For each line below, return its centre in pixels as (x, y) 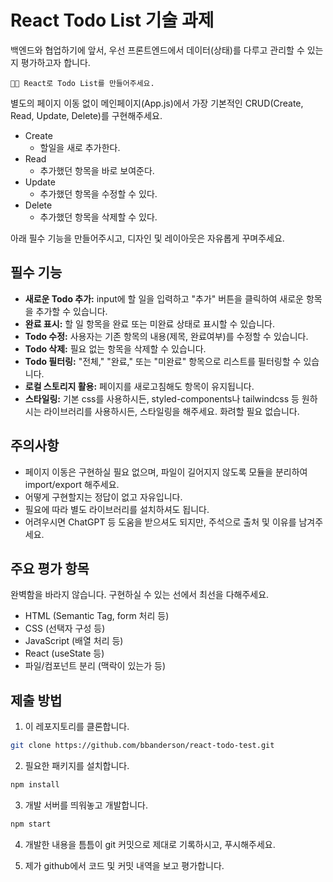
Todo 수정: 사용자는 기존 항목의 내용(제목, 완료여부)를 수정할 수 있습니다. (166, 336)
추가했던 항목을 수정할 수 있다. (98, 193)
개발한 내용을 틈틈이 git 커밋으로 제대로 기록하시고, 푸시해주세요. (150, 844)
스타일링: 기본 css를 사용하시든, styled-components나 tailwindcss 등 (162, 398)
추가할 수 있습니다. (71, 311)
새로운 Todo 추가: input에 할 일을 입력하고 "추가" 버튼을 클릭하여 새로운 (164, 298)
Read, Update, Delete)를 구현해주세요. (86, 115)
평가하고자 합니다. (55, 62)
